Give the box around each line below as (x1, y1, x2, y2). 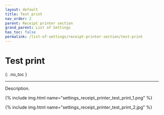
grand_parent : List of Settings (5, 25, 71, 30)
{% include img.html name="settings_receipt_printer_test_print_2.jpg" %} (5, 104, 152, 110)
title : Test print (5, 12, 42, 17)
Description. (5, 85, 30, 91)
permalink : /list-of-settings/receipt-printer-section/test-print (5, 35, 143, 39)
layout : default (5, 7, 38, 12)
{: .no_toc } (5, 71, 27, 77)
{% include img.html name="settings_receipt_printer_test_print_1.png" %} (5, 95, 153, 100)
